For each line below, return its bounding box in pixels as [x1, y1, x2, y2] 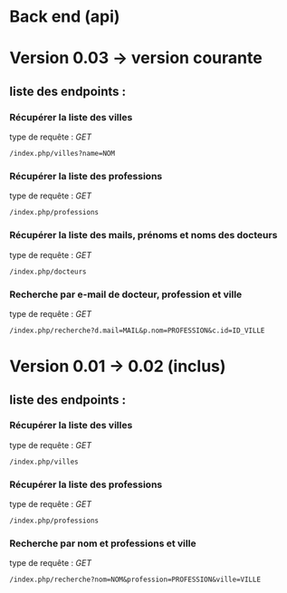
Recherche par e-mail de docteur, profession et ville [9, 288, 243, 301]
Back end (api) [9, 6, 120, 27]
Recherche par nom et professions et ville [9, 537, 196, 550]
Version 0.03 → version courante [9, 48, 263, 69]
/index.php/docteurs [9, 267, 88, 276]
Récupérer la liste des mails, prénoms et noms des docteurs [9, 229, 278, 242]
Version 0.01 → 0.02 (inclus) [9, 356, 226, 377]
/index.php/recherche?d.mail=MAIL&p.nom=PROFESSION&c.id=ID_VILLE [9, 326, 265, 335]
